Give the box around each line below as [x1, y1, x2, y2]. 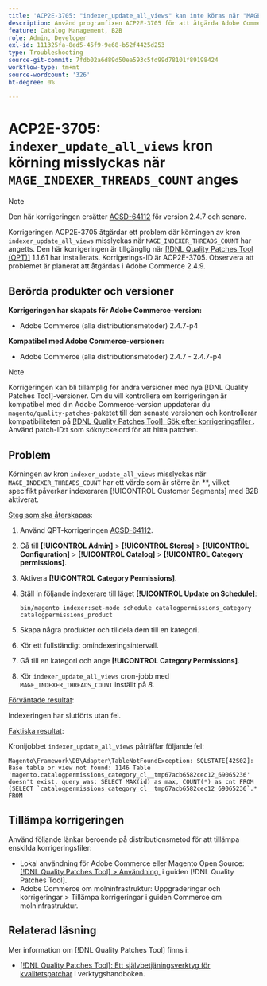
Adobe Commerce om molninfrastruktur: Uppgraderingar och [19, 883, 221, 893]
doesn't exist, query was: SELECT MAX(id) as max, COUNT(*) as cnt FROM [8, 778, 254, 786]
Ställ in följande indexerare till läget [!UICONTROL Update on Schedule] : [19, 589, 257, 598]
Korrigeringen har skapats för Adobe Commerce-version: [8, 306, 203, 315]
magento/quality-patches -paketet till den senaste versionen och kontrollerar [8, 408, 257, 418]
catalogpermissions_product [19, 611, 113, 620]
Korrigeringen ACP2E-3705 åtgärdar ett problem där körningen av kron [8, 228, 241, 237]
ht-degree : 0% [8, 78, 56, 86]
